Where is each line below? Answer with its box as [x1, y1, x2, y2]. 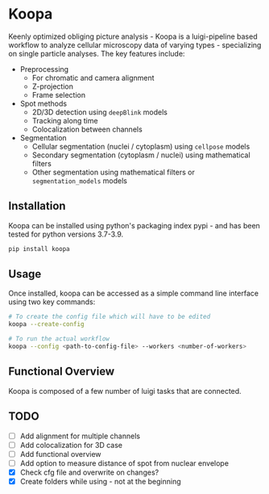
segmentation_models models [31, 175, 127, 186]
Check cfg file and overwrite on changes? [19, 467, 159, 477]
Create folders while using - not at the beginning [19, 476, 181, 486]
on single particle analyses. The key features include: [8, 48, 185, 58]
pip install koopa [8, 245, 70, 253]
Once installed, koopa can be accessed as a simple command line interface [8, 288, 259, 299]
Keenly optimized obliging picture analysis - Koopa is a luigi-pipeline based [8, 31, 258, 41]
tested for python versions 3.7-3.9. [8, 229, 124, 239]
